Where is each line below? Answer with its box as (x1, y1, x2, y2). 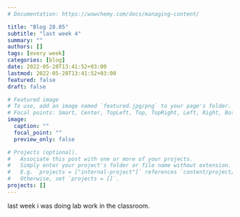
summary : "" (7, 36, 43, 44)
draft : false (7, 83, 46, 90)
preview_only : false (14, 136, 75, 143)
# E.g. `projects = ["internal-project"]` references (7, 168, 177, 176)
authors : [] (7, 44, 43, 51)
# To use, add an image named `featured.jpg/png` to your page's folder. (7, 103, 232, 110)
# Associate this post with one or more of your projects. (7, 155, 194, 163)
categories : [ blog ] (7, 56, 66, 64)
